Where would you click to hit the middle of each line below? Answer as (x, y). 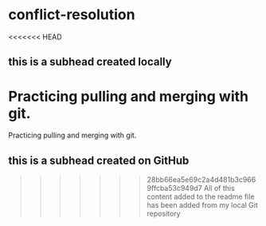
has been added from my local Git (203, 205)
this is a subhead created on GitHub (99, 160)
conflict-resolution (72, 15)
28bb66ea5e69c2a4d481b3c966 (201, 180)
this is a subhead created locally (90, 62)
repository (164, 214)
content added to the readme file (201, 196)
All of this (219, 188)
